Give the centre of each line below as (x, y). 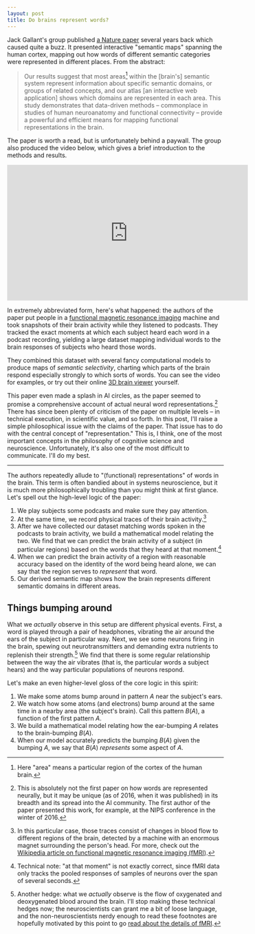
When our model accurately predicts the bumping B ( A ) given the (109, 740)
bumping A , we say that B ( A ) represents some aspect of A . (100, 747)
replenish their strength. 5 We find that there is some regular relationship (109, 654)
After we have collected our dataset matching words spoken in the (111, 526)
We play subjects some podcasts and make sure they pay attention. (113, 510)
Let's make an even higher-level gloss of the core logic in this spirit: (103, 682)
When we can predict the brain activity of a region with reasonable (111, 557)
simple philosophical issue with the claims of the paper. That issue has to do (115, 426)
